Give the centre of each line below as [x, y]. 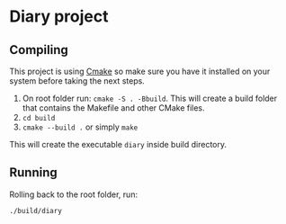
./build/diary [36, 211]
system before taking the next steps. [77, 81]
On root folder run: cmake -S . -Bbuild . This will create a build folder [150, 98]
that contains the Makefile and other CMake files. [113, 108]
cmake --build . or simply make [80, 127]
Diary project [59, 17]
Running [34, 173]
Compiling [39, 50]
